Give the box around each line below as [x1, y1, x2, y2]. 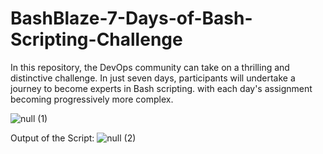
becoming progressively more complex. [10, 93, 174, 105]
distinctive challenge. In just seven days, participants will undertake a [10, 72, 296, 84]
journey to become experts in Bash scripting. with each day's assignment [10, 82, 313, 94]
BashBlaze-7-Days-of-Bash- [10, 7, 253, 30]
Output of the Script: [10, 132, 95, 144]
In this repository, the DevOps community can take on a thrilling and [10, 61, 290, 73]
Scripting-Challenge [10, 28, 183, 51]
